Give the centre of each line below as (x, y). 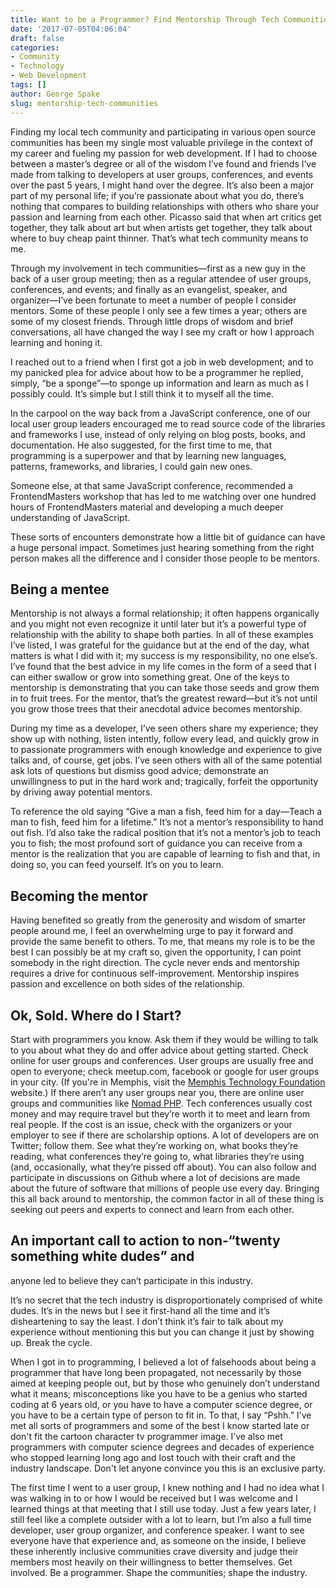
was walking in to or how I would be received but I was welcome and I (154, 1498)
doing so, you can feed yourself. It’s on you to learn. (117, 865)
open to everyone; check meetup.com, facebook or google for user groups (165, 1071)
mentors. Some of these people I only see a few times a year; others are (159, 310)
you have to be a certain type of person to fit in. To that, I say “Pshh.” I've (161, 1415)
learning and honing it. (56, 342)
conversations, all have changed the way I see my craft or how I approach (162, 332)
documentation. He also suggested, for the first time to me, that (141, 445)
